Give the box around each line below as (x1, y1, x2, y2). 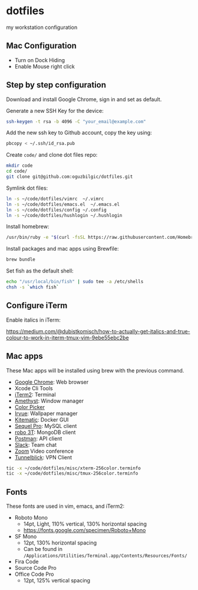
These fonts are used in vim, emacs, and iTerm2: (6, 503, 125, 510)
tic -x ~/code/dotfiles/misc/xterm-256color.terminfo (6, 465, 141, 471)
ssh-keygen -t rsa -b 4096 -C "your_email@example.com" (6, 118, 146, 125)
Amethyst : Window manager (14, 397, 84, 404)
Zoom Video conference (14, 448, 74, 455)
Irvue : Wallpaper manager (14, 410, 78, 417)
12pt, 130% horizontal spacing (23, 539, 97, 546)
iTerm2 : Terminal (14, 391, 56, 398)
